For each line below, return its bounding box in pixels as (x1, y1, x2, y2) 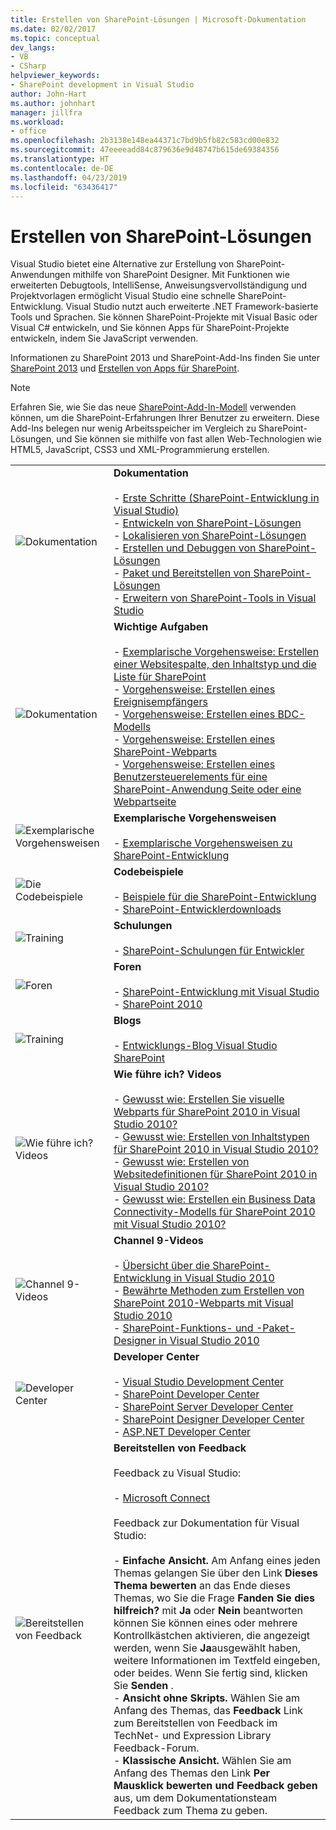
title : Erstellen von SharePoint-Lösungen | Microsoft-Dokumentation (10, 14, 307, 25)
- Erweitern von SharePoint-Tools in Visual (113, 591, 317, 605)
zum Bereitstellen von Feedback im (113, 1716, 278, 1730)
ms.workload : (10, 117, 65, 127)
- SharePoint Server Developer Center (113, 1400, 294, 1414)
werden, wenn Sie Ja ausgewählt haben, (113, 1641, 301, 1655)
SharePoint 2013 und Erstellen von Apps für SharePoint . (10, 362, 240, 375)
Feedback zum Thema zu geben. (113, 1804, 268, 1818)
